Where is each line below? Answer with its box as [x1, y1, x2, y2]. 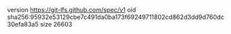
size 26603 [40, 20, 73, 28]
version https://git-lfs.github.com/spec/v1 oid [7, 6, 137, 14]
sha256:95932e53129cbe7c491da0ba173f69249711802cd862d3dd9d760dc [7, 13, 225, 21]
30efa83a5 [7, 20, 39, 28]
